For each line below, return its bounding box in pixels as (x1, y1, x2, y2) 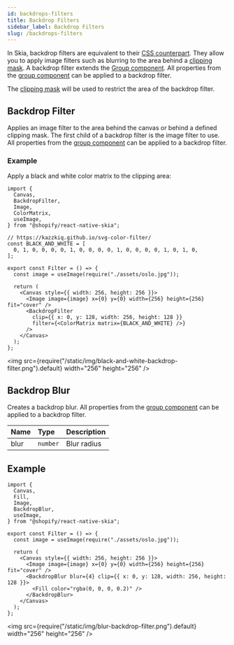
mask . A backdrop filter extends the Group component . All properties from (7, 64, 221, 72)
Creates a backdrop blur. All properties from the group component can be (7, 403, 219, 411)
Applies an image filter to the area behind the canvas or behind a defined (7, 124, 218, 132)
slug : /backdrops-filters (7, 29, 82, 37)
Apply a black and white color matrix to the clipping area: (7, 172, 172, 180)
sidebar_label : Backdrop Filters (7, 23, 105, 30)
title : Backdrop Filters (7, 17, 80, 24)
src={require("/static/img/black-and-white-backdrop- (23, 357, 178, 365)
